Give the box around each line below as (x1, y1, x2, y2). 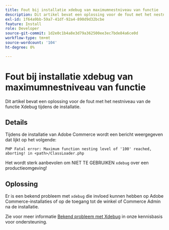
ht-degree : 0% (5, 45, 35, 50)
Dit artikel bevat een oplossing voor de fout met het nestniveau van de (5, 98, 151, 104)
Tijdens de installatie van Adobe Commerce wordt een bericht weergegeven (5, 131, 163, 137)
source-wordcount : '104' (5, 40, 57, 45)
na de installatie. (5, 204, 39, 210)
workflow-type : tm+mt (5, 36, 51, 41)
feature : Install (5, 21, 42, 27)
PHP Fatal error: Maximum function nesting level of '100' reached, (5, 146, 152, 151)
